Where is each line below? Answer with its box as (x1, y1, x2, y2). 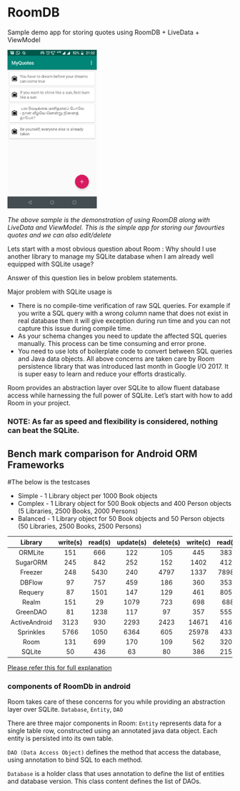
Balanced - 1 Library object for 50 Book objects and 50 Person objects (17, 514, 225, 523)
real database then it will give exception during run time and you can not (17, 317, 231, 325)
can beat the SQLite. (7, 426, 80, 436)
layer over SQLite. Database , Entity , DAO (7, 705, 124, 714)
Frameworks (7, 459, 65, 471)
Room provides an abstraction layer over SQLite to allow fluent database (7, 384, 220, 392)
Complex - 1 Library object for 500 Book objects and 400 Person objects (17, 499, 232, 508)
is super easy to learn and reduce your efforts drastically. (17, 369, 187, 379)
